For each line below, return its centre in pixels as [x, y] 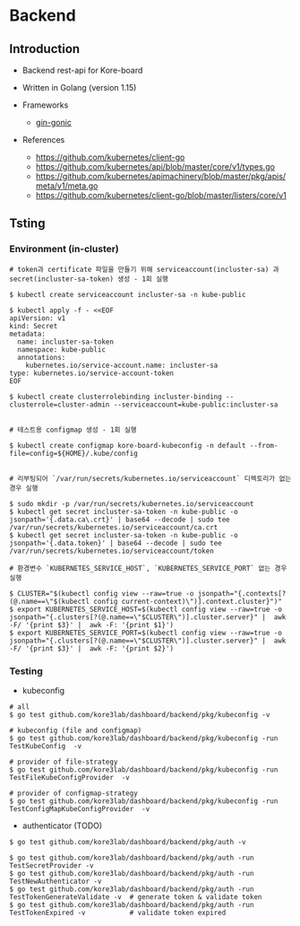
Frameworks [45, 105]
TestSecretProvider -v [51, 865]
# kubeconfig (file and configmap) [76, 730]
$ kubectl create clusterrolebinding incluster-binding [116, 397]
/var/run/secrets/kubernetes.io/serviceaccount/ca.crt [114, 527]
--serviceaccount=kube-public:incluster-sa [196, 405]
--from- [264, 445]
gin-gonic [53, 122]
